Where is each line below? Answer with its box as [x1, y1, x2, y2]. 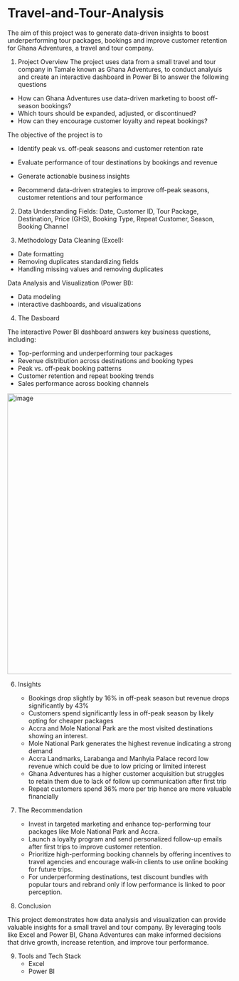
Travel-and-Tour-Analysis [7, 5, 164, 21]
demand [28, 746, 53, 755]
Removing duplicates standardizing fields [17, 257, 139, 266]
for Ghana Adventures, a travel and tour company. [7, 43, 154, 52]
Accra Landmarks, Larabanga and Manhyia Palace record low [28, 754, 209, 762]
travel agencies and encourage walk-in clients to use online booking [28, 857, 228, 866]
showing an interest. [28, 731, 88, 740]
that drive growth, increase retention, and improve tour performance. [7, 938, 209, 946]
